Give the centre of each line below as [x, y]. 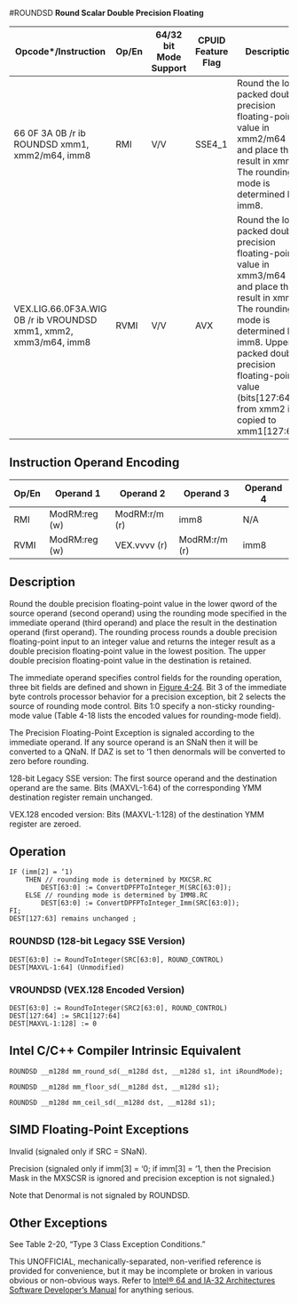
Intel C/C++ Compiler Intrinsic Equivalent [125, 1051]
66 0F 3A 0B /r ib [50, 133]
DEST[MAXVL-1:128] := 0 [53, 1024]
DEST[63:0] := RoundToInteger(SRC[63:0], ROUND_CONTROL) [117, 960]
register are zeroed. [45, 824]
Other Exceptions [59, 1224]
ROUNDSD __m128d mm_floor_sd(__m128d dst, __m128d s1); [114, 1087]
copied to [256, 420]
